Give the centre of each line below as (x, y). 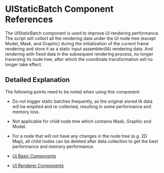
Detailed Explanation (38, 80)
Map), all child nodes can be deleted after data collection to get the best (85, 141)
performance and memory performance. (53, 146)
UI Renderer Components (38, 165)
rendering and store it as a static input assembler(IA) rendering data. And (79, 49)
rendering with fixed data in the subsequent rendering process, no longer (79, 54)
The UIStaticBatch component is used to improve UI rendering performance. (82, 33)
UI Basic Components (34, 156)
